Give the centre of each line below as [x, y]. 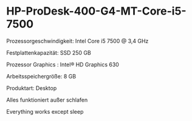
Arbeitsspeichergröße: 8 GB [41, 76]
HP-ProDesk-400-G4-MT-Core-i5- [96, 11]
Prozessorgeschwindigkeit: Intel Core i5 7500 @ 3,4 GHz [77, 41]
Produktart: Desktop [32, 88]
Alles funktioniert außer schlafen [47, 100]
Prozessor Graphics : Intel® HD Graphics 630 [63, 64]
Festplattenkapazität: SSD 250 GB [49, 52]
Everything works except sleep [45, 111]
